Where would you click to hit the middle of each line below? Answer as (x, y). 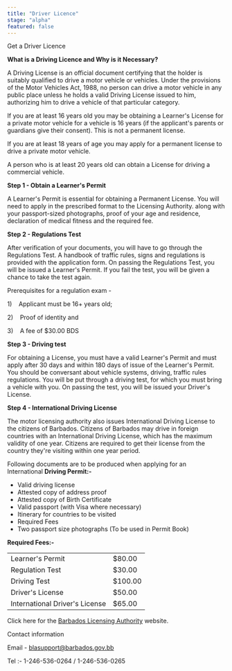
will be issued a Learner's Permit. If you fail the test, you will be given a (108, 270)
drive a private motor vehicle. (49, 151)
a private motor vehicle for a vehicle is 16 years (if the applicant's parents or (115, 123)
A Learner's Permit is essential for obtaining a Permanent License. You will (113, 199)
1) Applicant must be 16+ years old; (60, 304)
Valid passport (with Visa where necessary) (79, 507)
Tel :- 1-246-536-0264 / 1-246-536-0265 (66, 661)
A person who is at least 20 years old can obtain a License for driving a (109, 165)
